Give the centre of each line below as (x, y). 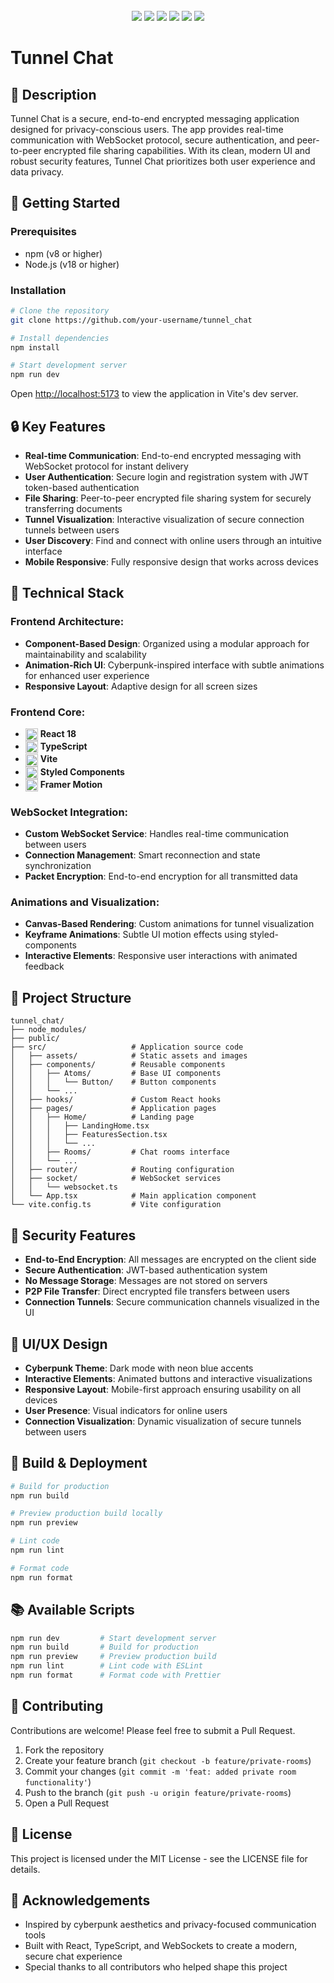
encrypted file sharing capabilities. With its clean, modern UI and (177, 150)
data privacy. (37, 172)
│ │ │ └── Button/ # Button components (113, 1082)
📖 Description (53, 94)
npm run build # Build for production (104, 1647)
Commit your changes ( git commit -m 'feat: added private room (160, 1771)
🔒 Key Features (58, 426)
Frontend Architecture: (67, 622)
